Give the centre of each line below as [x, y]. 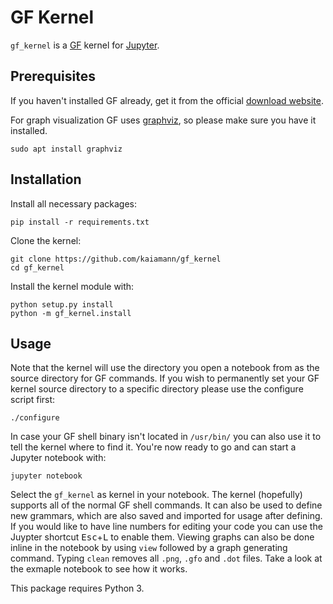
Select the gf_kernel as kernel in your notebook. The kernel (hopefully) [156, 495]
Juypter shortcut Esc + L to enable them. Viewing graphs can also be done [162, 537]
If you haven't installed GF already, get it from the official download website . [167, 100]
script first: [33, 400]
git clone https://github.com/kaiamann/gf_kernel [116, 259]
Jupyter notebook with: [58, 458]
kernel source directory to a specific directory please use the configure [157, 389]
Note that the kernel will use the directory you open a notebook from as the [165, 368]
